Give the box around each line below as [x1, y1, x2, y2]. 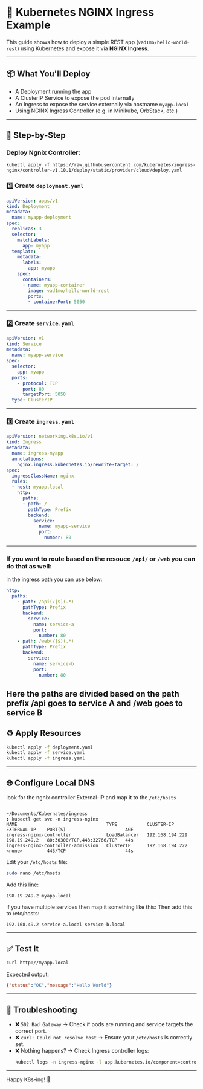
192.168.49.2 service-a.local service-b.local [6, 922, 126, 928]
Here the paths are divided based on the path [6, 689, 179, 699]
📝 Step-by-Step [6, 130, 66, 141]
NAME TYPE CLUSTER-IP [6, 822, 174, 828]
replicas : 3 [11, 226, 42, 232]
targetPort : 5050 [22, 391, 66, 398]
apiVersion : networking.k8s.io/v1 [6, 434, 94, 440]
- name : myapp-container [22, 282, 85, 288]
